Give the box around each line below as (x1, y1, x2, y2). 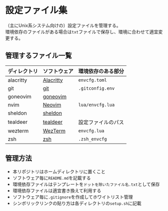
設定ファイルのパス (78, 119, 124, 126)
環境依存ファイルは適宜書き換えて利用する (12, 187, 102, 193)
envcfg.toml (78, 77, 107, 83)
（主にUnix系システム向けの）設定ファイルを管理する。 (5, 22, 121, 28)
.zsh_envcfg (78, 136, 107, 142)
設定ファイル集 (5, 5, 68, 16)
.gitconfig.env (78, 85, 115, 91)
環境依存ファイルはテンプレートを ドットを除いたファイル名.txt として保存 (12, 181, 160, 187)
